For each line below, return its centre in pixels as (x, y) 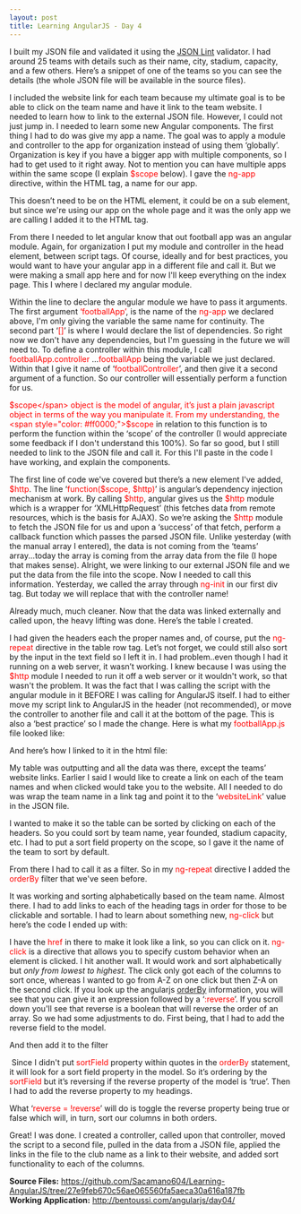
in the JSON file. (39, 805)
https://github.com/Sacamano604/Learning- (143, 1181)
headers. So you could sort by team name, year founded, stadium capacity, (148, 832)
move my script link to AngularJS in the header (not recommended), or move (151, 704)
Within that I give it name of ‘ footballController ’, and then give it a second (143, 368)
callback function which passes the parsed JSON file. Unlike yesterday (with (150, 536)
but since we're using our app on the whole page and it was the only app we (150, 210)
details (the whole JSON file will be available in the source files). (128, 80)
